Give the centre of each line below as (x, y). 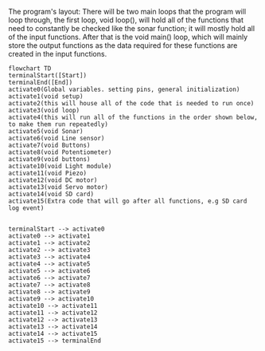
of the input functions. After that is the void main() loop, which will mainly (128, 37)
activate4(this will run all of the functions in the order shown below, (133, 117)
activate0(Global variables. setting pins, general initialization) (124, 89)
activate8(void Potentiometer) (60, 152)
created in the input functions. (58, 54)
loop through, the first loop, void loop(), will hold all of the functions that (126, 20)
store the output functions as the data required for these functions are (123, 45)
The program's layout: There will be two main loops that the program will (127, 12)
